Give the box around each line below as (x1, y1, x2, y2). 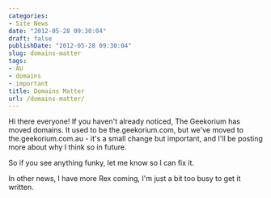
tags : (8, 57, 27, 65)
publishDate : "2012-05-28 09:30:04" (8, 42, 132, 50)
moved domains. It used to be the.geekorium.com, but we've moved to (8, 125, 244, 135)
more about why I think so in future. (8, 142, 127, 152)
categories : (8, 11, 49, 20)
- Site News (8, 19, 49, 27)
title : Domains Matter (8, 86, 85, 95)
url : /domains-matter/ (8, 95, 85, 103)
